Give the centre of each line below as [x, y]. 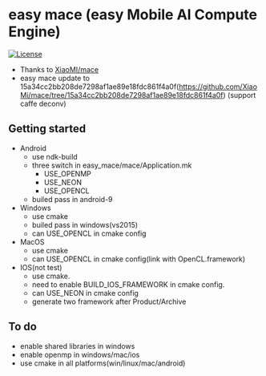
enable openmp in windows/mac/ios [80, 354]
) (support [240, 95]
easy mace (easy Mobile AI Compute [133, 15]
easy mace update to [55, 78]
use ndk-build [54, 156]
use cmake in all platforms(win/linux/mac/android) [103, 363]
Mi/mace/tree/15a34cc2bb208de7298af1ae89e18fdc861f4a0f [121, 95]
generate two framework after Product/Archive [109, 301]
